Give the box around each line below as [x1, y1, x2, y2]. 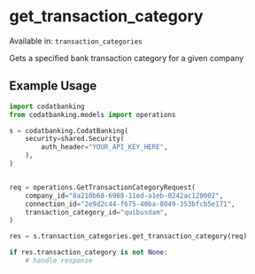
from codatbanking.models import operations [9, 110, 176, 119]
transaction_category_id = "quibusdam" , [25, 207, 168, 216]
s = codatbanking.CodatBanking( [9, 126, 128, 135]
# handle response [25, 256, 93, 265]
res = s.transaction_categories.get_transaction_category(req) [9, 232, 248, 241]
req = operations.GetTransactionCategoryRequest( [9, 183, 197, 192]
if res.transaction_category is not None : [9, 248, 168, 257]
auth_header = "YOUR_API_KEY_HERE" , [41, 143, 168, 152]
